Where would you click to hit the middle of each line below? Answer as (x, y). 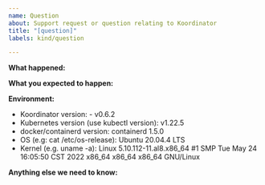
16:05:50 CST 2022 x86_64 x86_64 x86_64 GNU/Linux (110, 157)
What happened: (37, 68)
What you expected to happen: (61, 83)
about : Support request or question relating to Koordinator (113, 23)
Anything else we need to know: (63, 172)
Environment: (31, 99)
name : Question (34, 16)
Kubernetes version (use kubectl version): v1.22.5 (102, 123)
